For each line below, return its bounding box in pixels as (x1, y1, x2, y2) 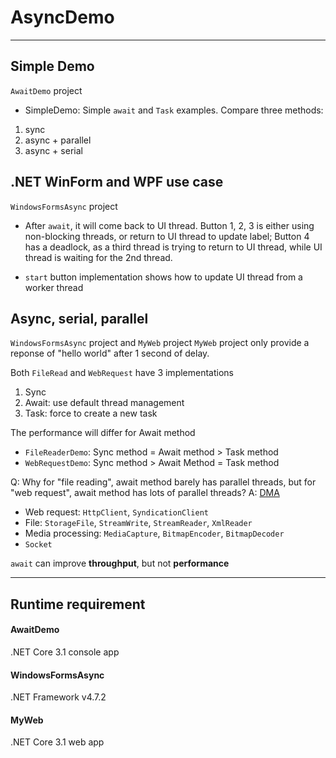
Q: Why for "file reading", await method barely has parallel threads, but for (10, 476, 317, 488)
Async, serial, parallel (10, 310, 149, 327)
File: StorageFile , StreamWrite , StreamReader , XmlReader (24, 517, 253, 529)
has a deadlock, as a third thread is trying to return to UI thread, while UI (24, 241, 323, 253)
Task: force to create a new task (24, 407, 158, 420)
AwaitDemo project (10, 84, 83, 96)
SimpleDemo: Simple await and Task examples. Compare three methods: (24, 104, 324, 116)
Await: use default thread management (24, 397, 185, 409)
